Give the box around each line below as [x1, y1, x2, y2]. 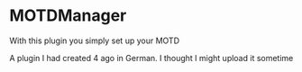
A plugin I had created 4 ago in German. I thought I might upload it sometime [9, 52, 294, 63]
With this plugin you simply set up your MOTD [9, 35, 180, 46]
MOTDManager [9, 5, 127, 26]
